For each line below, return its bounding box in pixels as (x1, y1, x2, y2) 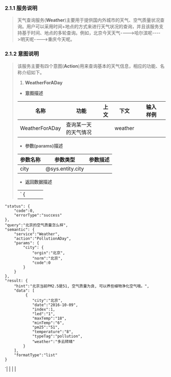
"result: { (5, 278, 28, 283)
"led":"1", (32, 311, 56, 316)
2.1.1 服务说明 (5, 4, 38, 11)
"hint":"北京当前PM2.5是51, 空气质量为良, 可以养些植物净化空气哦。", (14, 284, 150, 289)
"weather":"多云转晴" (32, 339, 75, 344)
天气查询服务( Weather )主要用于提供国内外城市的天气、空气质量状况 (17, 17, 160, 23)
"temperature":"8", (32, 329, 74, 334)
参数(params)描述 (25, 143, 63, 149)
